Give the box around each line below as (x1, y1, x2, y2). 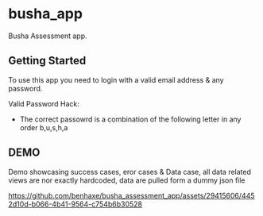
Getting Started (8, 54, 87, 67)
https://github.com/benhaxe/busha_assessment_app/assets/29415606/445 (8, 191, 255, 200)
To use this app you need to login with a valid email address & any (8, 75, 224, 84)
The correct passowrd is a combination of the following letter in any (19, 114, 242, 124)
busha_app (8, 5, 83, 23)
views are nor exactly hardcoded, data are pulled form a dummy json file (8, 175, 246, 185)
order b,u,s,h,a (19, 122, 68, 132)
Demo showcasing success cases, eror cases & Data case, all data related (8, 167, 252, 176)
